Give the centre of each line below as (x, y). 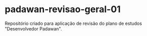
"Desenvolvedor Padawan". (33, 28)
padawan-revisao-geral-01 (63, 9)
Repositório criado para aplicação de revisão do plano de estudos (73, 23)
